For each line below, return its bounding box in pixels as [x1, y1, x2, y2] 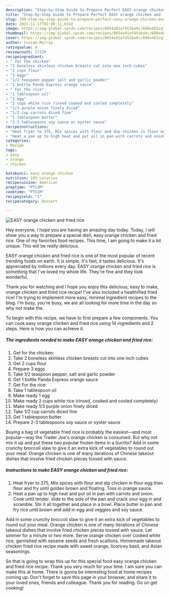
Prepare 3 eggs [13, 366, 45, 372]
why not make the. [6, 305, 44, 311]
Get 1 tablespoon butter [13, 413, 62, 420]
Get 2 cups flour [13, 360, 47, 366]
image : [6, 26, 20, 31]
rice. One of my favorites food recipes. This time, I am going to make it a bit [6, 237, 161, 243]
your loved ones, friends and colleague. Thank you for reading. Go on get [6, 579, 157, 585]
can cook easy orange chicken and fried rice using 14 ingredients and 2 [6, 320, 154, 326]
